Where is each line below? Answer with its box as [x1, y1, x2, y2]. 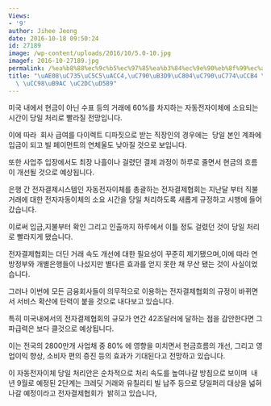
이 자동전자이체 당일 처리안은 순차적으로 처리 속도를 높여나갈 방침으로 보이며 [8, 368, 248, 378]
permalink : [8, 65, 45, 73]
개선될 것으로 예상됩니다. [16, 167, 95, 177]
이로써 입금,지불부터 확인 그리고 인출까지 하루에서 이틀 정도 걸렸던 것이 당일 [8, 221, 245, 231]
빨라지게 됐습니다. [16, 232, 73, 241]
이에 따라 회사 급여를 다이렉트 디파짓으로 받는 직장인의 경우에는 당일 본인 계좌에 [8, 130, 262, 140]
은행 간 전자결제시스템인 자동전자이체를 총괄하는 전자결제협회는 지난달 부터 [8, 184, 244, 194]
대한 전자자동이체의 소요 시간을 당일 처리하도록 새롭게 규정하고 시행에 [29, 195, 248, 204]
